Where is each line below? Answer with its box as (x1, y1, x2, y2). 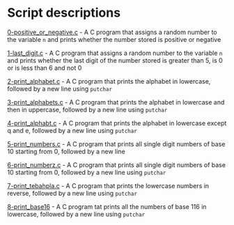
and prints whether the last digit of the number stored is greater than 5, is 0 (7, 56, 223, 64)
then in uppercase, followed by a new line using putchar (7, 105, 168, 114)
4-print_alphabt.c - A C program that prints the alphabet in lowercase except (7, 118, 227, 127)
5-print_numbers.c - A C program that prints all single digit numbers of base (7, 139, 226, 148)
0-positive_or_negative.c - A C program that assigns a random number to (7, 28, 217, 36)
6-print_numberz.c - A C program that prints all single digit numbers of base (7, 160, 226, 169)
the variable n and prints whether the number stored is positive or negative (7, 35, 221, 43)
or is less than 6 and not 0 (7, 63, 82, 72)
